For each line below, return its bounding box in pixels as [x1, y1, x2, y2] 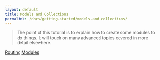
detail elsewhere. [17, 40, 52, 46]
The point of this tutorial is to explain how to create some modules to [17, 30, 155, 36]
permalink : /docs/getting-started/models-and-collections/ [5, 16, 128, 21]
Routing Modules [5, 49, 40, 55]
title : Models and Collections [5, 12, 69, 17]
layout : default [5, 7, 38, 12]
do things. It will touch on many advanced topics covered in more [17, 35, 149, 40]
